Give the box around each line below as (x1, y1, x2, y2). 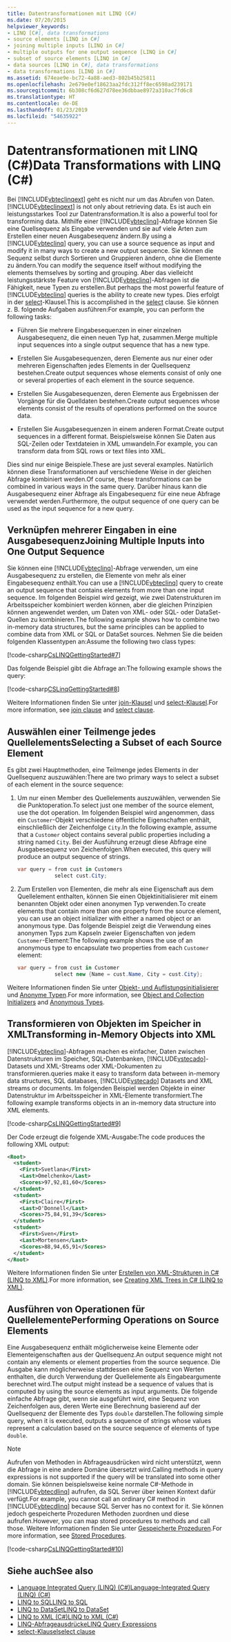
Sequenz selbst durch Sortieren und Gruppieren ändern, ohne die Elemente (7, 254, 222, 262)
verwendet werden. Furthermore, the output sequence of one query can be (7, 497, 219, 505)
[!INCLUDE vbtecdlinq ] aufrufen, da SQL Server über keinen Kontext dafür (7, 1487, 216, 1496)
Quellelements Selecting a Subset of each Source (7, 737, 222, 748)
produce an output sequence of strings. (17, 853, 130, 861)
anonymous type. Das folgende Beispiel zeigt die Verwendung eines (17, 921, 212, 929)
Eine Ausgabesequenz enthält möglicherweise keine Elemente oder (7, 1343, 199, 1352)
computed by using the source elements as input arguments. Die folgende (7, 1387, 218, 1396)
